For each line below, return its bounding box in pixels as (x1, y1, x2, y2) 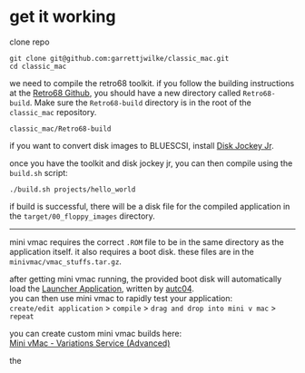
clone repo (9, 36, 50, 47)
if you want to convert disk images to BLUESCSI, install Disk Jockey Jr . (9, 140, 274, 151)
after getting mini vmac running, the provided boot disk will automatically (9, 273, 282, 284)
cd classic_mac (9, 62, 67, 71)
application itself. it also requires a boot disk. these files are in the (9, 246, 254, 257)
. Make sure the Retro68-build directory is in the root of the (29, 97, 251, 108)
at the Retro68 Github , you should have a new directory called (9, 87, 241, 98)
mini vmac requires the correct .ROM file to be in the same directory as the (9, 236, 284, 247)
